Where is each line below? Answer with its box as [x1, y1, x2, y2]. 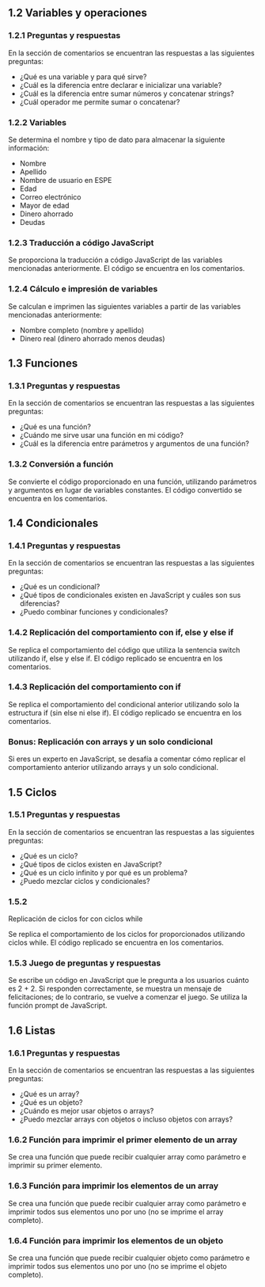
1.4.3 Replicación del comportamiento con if [8, 681, 181, 692]
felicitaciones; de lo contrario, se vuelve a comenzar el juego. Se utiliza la [8, 992, 248, 1002]
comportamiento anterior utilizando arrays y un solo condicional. [8, 763, 219, 772]
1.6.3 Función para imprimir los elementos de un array [8, 1180, 219, 1191]
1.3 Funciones [8, 356, 78, 370]
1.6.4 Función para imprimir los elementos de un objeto [8, 1235, 224, 1246]
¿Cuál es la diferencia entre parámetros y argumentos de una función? [19, 439, 249, 448]
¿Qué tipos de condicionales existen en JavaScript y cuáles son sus [19, 590, 241, 600]
